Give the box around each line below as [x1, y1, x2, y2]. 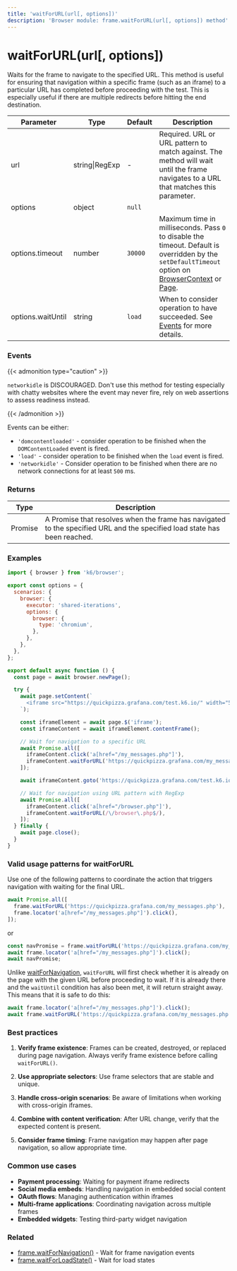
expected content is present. [17, 1122, 102, 1130]
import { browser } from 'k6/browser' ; [7, 569, 125, 576]
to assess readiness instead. [7, 395, 90, 404]
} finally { [13, 823, 49, 830]
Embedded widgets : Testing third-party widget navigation [17, 1215, 188, 1223]
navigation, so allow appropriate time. [17, 1143, 127, 1152]
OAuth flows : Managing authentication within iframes [17, 1192, 174, 1200]
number [73, 249, 99, 258]
